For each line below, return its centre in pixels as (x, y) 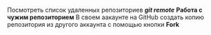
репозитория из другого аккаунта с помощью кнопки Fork (93, 24)
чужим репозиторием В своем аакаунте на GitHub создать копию (106, 17)
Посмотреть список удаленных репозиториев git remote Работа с (105, 10)
